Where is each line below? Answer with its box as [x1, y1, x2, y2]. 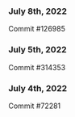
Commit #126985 [8, 24, 66, 34]
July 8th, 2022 [8, 6, 67, 17]
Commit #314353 [8, 62, 66, 72]
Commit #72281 [8, 101, 61, 111]
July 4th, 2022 [8, 82, 68, 94]
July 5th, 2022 [8, 44, 67, 56]
